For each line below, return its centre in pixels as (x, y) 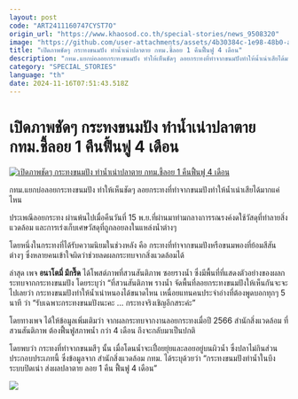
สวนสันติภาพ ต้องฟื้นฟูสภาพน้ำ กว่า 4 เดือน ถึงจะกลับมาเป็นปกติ (102, 330)
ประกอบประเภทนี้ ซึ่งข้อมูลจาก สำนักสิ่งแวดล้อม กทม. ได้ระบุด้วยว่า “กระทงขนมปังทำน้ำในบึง (143, 358)
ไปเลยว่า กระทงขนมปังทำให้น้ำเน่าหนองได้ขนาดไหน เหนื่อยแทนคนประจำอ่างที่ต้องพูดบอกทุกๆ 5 (147, 293)
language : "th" (37, 75)
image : (21, 42)
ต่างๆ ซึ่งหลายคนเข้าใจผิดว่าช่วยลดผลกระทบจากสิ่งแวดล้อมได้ (97, 254)
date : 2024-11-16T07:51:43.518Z (69, 83)
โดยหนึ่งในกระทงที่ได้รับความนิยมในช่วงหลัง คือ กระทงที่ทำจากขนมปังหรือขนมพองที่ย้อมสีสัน (143, 245)
